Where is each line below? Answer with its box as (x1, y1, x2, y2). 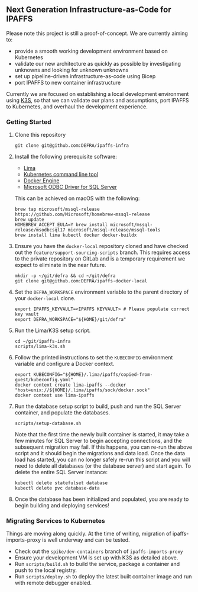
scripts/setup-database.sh (14, 420, 82, 427)
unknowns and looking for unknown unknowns (14, 66, 129, 73)
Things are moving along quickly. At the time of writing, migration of (6, 530, 171, 538)
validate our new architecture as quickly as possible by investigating (14, 60, 181, 67)
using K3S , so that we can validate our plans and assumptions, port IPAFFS (6, 96, 189, 104)
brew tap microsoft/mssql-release (14, 207, 100, 213)
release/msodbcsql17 (14, 227, 66, 233)
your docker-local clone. (14, 295, 76, 302)
